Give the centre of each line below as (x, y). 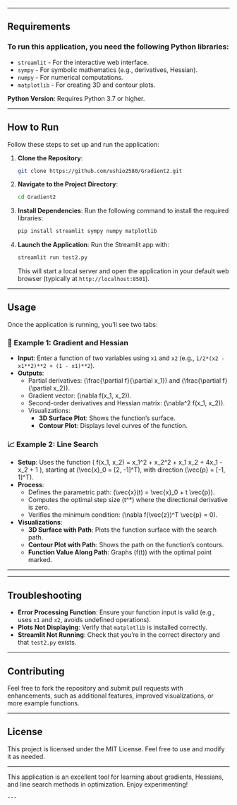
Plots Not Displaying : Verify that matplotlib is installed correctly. (112, 627)
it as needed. (26, 756)
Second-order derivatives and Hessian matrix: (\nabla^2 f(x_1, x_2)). (127, 403)
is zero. (39, 507)
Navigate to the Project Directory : (68, 184)
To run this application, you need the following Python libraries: (118, 47)
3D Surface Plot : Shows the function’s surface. (107, 418)
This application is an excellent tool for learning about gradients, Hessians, (116, 777)
